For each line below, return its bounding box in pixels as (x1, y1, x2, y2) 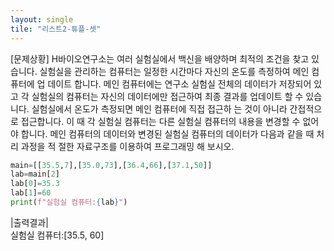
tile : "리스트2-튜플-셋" (10, 24, 102, 34)
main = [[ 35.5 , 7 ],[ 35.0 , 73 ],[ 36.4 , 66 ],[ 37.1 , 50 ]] (10, 160, 213, 170)
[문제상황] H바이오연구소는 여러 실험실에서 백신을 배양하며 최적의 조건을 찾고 (10, 52, 310, 65)
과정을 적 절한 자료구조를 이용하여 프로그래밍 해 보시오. (20, 140, 235, 152)
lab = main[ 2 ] (10, 169, 60, 180)
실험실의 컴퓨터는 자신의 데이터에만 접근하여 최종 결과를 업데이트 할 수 (31, 90, 304, 102)
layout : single (10, 14, 74, 25)
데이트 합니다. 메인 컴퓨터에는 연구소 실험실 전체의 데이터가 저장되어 (47, 77, 312, 90)
